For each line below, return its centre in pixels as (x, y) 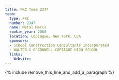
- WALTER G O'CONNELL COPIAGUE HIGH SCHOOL (54, 50)
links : (16, 54)
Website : (22, 59)
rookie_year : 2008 (28, 32)
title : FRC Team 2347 (27, 9)
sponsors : (19, 41)
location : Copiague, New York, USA (45, 37)
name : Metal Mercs (28, 27)
